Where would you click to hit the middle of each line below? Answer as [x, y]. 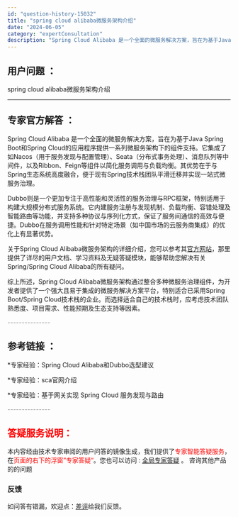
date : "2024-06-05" [36, 27]
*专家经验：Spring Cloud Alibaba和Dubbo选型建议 [81, 365]
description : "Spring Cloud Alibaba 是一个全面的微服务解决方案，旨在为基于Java [119, 40]
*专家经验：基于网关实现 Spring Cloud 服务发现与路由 [86, 395]
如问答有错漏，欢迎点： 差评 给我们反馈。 [66, 506]
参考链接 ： [32, 346]
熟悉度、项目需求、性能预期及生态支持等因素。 [75, 308]
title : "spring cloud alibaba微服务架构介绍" [72, 21]
